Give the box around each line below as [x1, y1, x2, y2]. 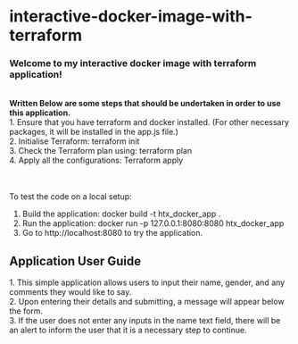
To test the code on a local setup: [9, 191, 132, 202]
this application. [9, 107, 71, 118]
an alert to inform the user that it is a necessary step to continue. [9, 324, 247, 336]
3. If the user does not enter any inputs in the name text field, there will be [9, 315, 281, 326]
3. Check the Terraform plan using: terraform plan [9, 146, 193, 156]
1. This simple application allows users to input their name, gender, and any [9, 277, 286, 288]
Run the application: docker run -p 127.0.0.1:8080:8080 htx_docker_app [21, 218, 285, 229]
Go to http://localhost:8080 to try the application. [21, 228, 203, 239]
